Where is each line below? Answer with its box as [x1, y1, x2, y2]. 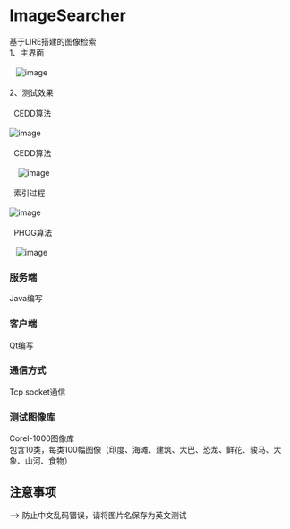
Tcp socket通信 [9, 386, 66, 397]
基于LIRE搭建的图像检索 [9, 36, 97, 47]
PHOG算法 [13, 227, 53, 238]
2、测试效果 [9, 87, 54, 98]
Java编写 [9, 293, 43, 304]
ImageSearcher [9, 5, 127, 26]
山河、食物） [24, 455, 72, 466]
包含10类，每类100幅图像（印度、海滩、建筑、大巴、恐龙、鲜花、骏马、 [9, 445, 274, 455]
